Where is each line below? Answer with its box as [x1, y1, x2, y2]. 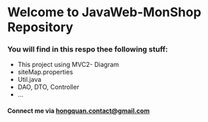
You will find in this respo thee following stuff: [7, 44, 168, 54]
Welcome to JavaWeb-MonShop [7, 4, 202, 20]
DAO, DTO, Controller [17, 83, 80, 92]
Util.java [17, 75, 42, 84]
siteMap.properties [17, 68, 74, 76]
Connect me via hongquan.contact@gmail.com [7, 106, 150, 115]
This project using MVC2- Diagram [17, 61, 120, 69]
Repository [7, 19, 74, 35]
